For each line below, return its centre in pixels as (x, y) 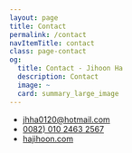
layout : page (34, 18)
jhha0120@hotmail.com (66, 120)
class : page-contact (48, 52)
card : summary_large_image (68, 93)
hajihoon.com (48, 139)
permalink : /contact (48, 34)
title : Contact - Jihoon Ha (71, 69)
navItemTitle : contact (52, 43)
